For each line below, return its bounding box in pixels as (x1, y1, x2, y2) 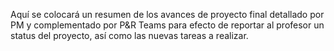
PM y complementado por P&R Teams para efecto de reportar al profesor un (10, 19, 325, 31)
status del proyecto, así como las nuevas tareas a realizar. (10, 30, 249, 41)
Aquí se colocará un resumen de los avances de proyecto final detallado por (10, 9, 325, 20)
